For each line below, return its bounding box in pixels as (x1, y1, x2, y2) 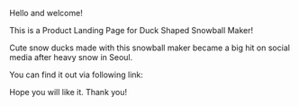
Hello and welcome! (9, 8, 83, 18)
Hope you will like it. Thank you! (9, 87, 128, 97)
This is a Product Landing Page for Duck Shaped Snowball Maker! (9, 25, 254, 35)
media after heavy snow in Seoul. (9, 52, 133, 62)
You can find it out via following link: (9, 69, 144, 80)
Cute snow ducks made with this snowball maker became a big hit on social (9, 42, 291, 53)
